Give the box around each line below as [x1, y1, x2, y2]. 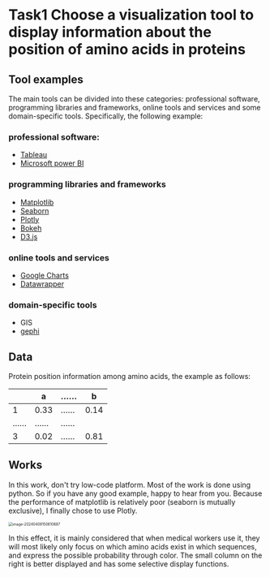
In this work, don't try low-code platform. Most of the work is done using [8, 480, 251, 489]
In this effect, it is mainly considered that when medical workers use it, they [8, 533, 260, 543]
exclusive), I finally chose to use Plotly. [8, 506, 138, 515]
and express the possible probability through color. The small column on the [8, 550, 263, 560]
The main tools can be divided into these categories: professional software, [8, 94, 261, 103]
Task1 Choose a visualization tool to [8, 6, 254, 24]
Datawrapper [19, 278, 65, 289]
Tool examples [8, 72, 84, 86]
